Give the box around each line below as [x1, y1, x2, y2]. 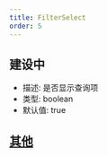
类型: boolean [22, 93, 74, 104]
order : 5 [9, 22, 42, 31]
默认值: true [22, 105, 67, 116]
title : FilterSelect [9, 13, 87, 22]
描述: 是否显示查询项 [22, 83, 99, 93]
